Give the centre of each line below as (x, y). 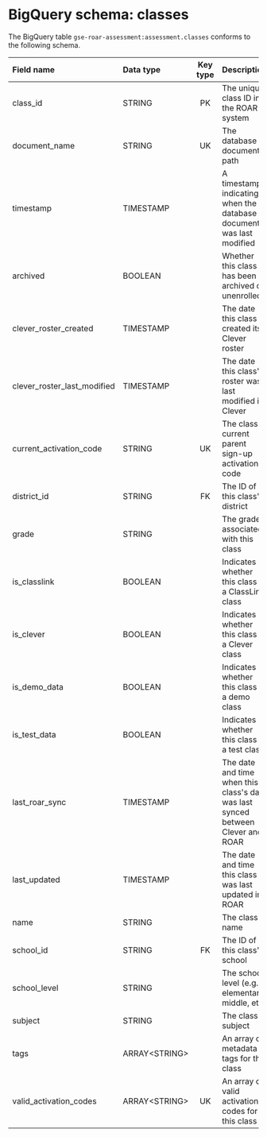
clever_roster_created (53, 328)
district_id (31, 496)
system (236, 118)
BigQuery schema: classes (99, 15)
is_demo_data (38, 686)
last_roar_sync (39, 802)
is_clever (29, 634)
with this (238, 539)
